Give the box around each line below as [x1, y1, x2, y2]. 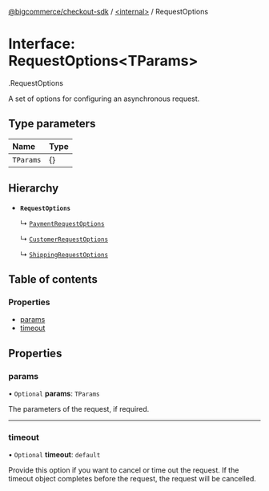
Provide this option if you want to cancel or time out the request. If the [8, 465, 239, 475]
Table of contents [8, 272, 98, 286]
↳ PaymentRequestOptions [19, 218, 105, 227]
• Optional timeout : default [8, 450, 101, 460]
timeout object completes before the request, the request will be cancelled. [8, 474, 256, 484]
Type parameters [8, 117, 96, 131]
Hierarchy [8, 182, 59, 195]
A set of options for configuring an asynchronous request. [8, 94, 200, 103]
